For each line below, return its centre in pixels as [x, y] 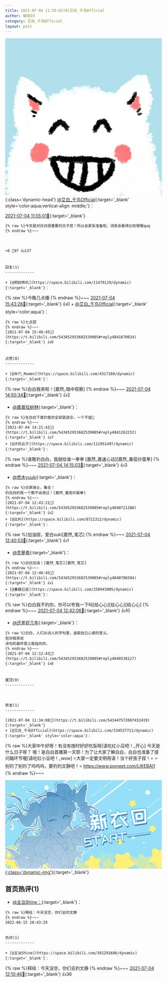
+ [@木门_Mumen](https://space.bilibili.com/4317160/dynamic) [70, 374]
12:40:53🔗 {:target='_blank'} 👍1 [37, 540]
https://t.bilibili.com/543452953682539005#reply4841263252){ [71, 433]
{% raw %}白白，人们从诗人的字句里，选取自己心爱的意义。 [58, 633]
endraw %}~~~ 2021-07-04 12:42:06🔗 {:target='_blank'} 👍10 [68, 611]
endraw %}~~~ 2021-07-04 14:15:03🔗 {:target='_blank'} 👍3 [66, 465]
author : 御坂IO [20, 16]
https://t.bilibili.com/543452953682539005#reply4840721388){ [71, 508]
